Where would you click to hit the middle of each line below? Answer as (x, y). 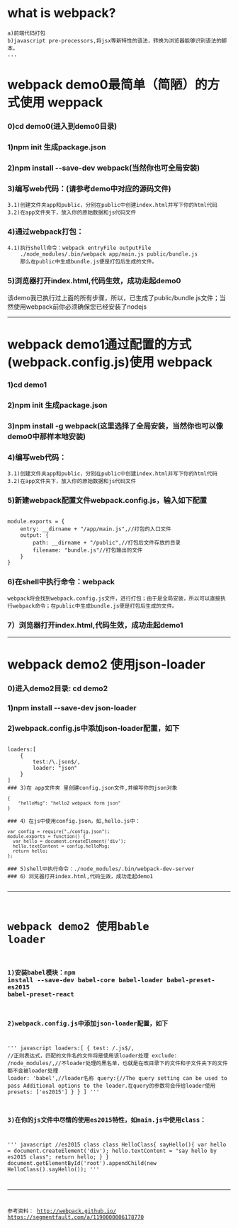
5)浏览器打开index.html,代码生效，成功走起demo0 (94, 281)
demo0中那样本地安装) (47, 436)
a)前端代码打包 (27, 33)
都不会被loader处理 (33, 1071)
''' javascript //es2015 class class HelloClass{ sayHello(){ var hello (117, 1145)
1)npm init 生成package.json (57, 147)
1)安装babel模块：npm (41, 972)
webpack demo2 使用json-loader (106, 665)
